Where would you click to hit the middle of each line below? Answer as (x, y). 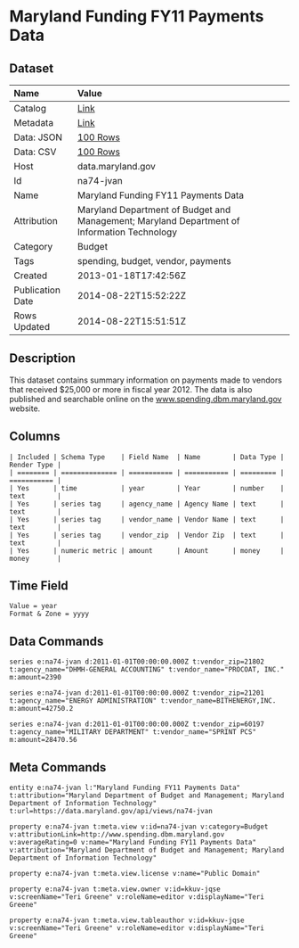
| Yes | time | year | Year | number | (147, 488)
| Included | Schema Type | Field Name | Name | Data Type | (147, 457)
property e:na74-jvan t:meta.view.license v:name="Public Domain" (135, 874)
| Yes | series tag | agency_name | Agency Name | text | (147, 504)
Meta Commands (58, 767)
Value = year (33, 606)
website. (25, 408)
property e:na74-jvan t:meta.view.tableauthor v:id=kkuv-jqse (127, 920)
